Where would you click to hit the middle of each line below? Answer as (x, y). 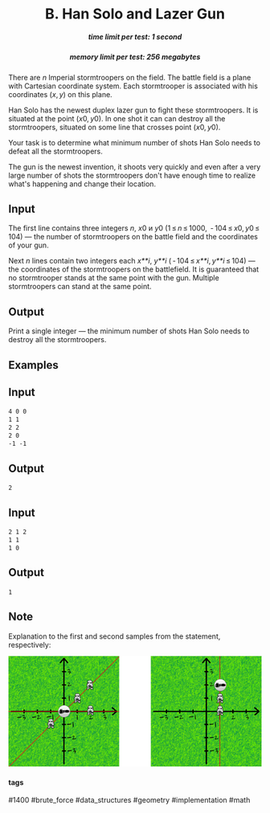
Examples (33, 365)
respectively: (30, 644)
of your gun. (29, 245)
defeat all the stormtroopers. (55, 151)
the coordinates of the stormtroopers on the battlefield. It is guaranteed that (134, 269)
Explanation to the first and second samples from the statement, (115, 636)
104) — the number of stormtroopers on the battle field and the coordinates (133, 237)
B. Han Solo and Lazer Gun (135, 14)
